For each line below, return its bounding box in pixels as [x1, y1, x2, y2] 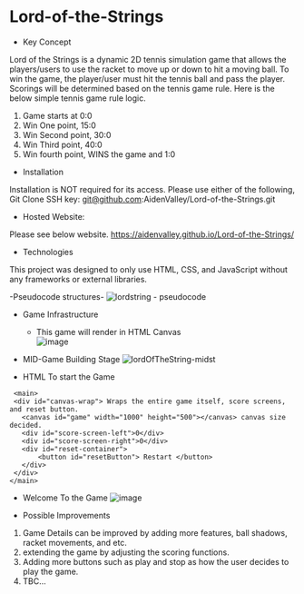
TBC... [22, 575, 47, 587]
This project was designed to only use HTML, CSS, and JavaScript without [9, 263, 289, 274]
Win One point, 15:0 [22, 120, 97, 131]
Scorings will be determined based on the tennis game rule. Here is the [9, 83, 275, 94]
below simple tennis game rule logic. [9, 93, 147, 104]
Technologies [22, 246, 74, 257]
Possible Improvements [22, 510, 111, 520]
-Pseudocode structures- [9, 291, 104, 302]
